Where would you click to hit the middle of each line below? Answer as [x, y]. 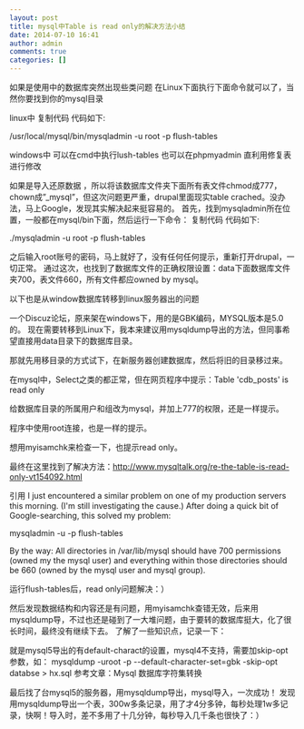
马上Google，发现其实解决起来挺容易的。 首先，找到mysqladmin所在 [154, 208]
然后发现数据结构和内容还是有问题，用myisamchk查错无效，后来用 [134, 608]
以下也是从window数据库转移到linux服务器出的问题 [104, 299]
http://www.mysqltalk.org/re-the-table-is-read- [201, 466]
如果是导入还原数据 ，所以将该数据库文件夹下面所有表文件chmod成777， [146, 186]
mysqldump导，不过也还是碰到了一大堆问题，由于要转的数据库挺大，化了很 [151, 619]
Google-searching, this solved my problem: [90, 516]
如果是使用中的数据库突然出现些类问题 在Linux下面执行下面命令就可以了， [148, 87]
